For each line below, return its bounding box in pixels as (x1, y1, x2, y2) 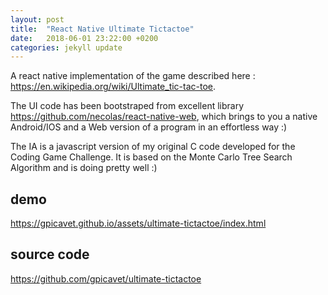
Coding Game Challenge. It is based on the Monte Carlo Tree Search (10, 151, 293, 163)
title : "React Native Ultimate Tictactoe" (10, 24, 195, 34)
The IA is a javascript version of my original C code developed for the (10, 141, 296, 153)
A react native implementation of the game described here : (10, 70, 256, 82)
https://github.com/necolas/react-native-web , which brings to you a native (10, 111, 318, 123)
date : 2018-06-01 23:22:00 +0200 (10, 33, 159, 43)
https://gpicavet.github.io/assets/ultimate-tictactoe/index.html (10, 217, 267, 230)
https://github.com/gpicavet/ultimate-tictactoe (10, 272, 202, 285)
